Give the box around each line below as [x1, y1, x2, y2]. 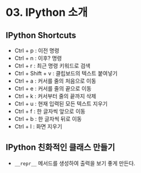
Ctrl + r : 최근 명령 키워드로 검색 [14, 62, 91, 69]
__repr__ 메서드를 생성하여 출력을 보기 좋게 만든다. [14, 159, 136, 167]
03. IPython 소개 [5, 5, 88, 19]
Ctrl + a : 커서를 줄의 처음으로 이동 [14, 77, 97, 84]
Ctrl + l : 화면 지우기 [14, 123, 63, 130]
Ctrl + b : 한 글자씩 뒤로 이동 [14, 115, 82, 122]
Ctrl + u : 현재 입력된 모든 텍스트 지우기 [14, 100, 108, 107]
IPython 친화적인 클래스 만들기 [5, 142, 115, 152]
